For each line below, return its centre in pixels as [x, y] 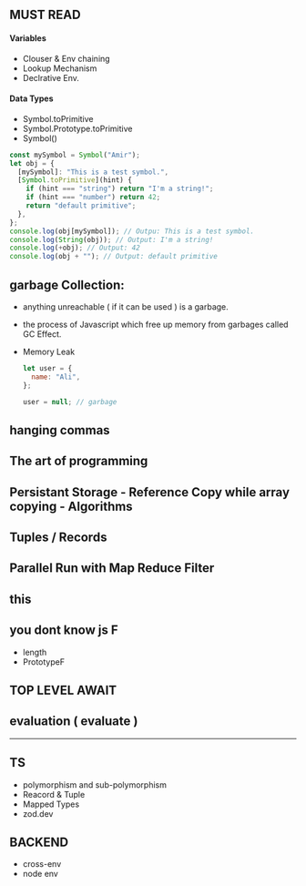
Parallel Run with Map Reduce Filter [112, 568]
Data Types [31, 98]
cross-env [42, 864]
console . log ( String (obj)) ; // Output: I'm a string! [112, 239]
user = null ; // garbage [70, 402]
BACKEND [39, 843]
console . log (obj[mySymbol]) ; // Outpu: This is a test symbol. [132, 231]
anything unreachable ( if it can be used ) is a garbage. [126, 306]
